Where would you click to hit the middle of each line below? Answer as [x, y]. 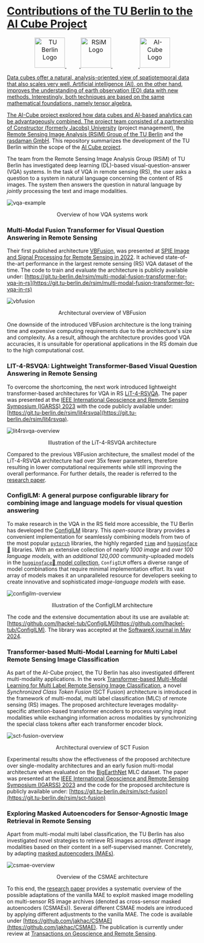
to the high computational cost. [46, 350]
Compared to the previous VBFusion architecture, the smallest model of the [101, 454]
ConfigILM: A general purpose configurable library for [88, 496]
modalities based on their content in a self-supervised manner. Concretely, [100, 847]
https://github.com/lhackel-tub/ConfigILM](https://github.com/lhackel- [97, 623]
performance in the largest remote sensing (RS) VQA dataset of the [109, 264]
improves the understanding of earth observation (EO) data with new [93, 90]
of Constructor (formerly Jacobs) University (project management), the [96, 128]
